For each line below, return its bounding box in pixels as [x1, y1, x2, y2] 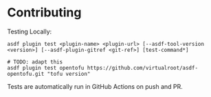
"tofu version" [47, 70, 91, 77]
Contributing [7, 5, 82, 20]
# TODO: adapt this [7, 58, 63, 66]
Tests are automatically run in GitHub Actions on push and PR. [7, 82, 184, 90]
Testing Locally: [7, 27, 52, 36]
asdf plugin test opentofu [7, 64, 85, 71]
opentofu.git [7, 70, 45, 77]
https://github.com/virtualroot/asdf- [87, 64, 198, 71]
